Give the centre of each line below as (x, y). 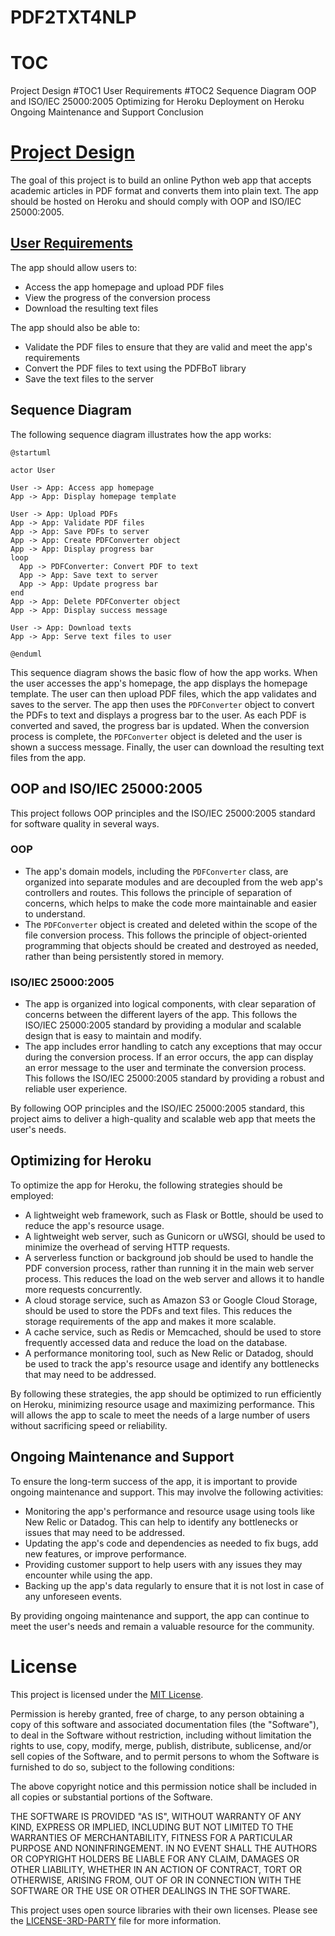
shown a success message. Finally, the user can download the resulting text (167, 747)
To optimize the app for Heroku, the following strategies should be (146, 1185)
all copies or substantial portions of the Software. (111, 1797)
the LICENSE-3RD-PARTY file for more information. (116, 1920)
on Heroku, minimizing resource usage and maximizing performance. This (162, 1404)
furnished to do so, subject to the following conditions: (122, 1767)
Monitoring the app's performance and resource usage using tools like (169, 1511)
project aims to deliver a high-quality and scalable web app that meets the (163, 1119)
